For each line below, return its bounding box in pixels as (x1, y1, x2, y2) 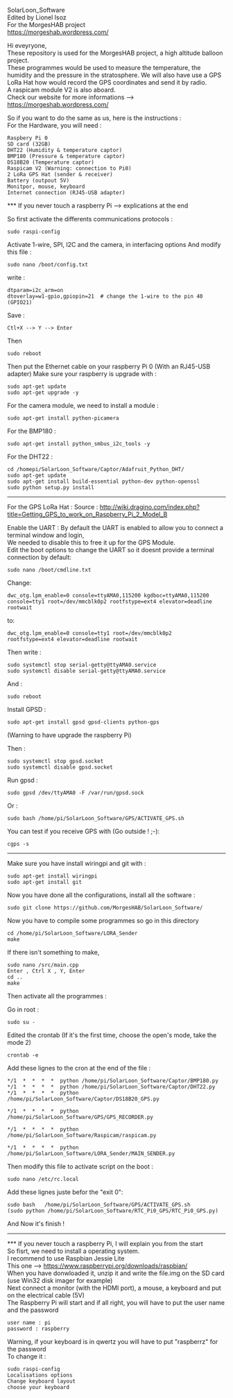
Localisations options (7, 1372, 73, 1379)
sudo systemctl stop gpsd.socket (7, 758, 104, 765)
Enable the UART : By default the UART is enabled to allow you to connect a (7, 524, 224, 531)
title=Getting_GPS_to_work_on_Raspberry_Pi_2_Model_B (7, 510, 168, 518)
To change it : (7, 1352, 46, 1361)
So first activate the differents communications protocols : (7, 215, 173, 223)
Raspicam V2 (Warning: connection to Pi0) (7, 165, 132, 172)
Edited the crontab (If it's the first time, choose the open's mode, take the (7, 1031, 217, 1039)
